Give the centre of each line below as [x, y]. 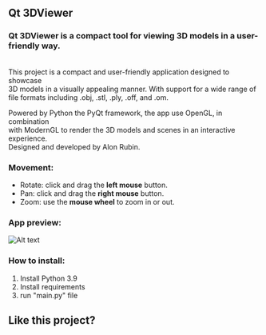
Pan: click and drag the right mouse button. [92, 193]
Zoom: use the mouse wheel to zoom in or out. [97, 201]
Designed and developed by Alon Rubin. [74, 146]
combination [29, 121]
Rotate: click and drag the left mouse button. [93, 185]
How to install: [37, 261]
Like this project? [52, 320]
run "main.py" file [49, 295]
